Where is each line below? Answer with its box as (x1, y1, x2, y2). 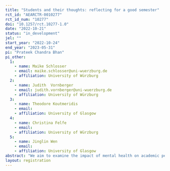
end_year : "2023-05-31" (5, 45, 56, 50)
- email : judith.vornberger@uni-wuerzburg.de (14, 87, 112, 93)
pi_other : (5, 54, 26, 60)
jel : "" (5, 36, 22, 41)
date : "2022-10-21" (5, 26, 47, 31)
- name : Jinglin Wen (14, 139, 58, 144)
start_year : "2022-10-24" (5, 40, 60, 46)
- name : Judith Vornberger (14, 82, 73, 88)
